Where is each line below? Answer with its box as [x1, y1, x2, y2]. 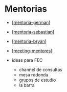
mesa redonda [19, 72, 48, 77]
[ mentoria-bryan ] [11, 38, 47, 44]
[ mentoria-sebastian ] [11, 29, 55, 35]
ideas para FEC [11, 57, 43, 63]
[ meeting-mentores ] [11, 48, 52, 54]
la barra [19, 82, 35, 88]
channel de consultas [19, 67, 63, 73]
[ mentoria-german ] [11, 19, 51, 25]
